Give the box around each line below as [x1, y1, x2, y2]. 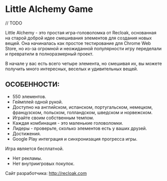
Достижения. [12, 131, 41, 137]
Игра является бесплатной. [5, 146, 64, 152]
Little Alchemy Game [5, 3, 93, 15]
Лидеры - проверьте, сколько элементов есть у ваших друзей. [12, 125, 147, 131]
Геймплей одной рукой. [12, 99, 63, 105]
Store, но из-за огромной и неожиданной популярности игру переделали [5, 45, 162, 51]
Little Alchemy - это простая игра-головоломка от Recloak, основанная [5, 29, 157, 35]
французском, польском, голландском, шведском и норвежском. [12, 109, 153, 115]
